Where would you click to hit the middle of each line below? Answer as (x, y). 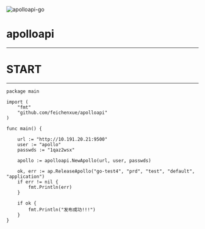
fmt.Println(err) (50, 187)
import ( (17, 102)
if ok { (27, 203)
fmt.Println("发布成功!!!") (62, 210)
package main (23, 91)
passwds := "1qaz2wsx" (46, 150)
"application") (26, 177)
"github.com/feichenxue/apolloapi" (63, 113)
